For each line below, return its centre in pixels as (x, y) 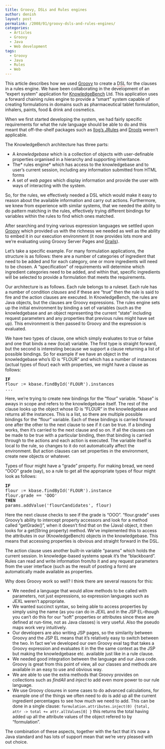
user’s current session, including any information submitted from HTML (84, 170)
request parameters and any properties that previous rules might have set (80, 318)
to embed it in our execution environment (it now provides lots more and (78, 236)
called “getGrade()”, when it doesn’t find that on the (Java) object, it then (79, 525)
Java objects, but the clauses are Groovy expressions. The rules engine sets (82, 302)
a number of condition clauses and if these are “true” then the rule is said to (82, 292)
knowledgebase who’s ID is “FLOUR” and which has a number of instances (81, 359)
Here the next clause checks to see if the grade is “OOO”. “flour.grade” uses (82, 515)
